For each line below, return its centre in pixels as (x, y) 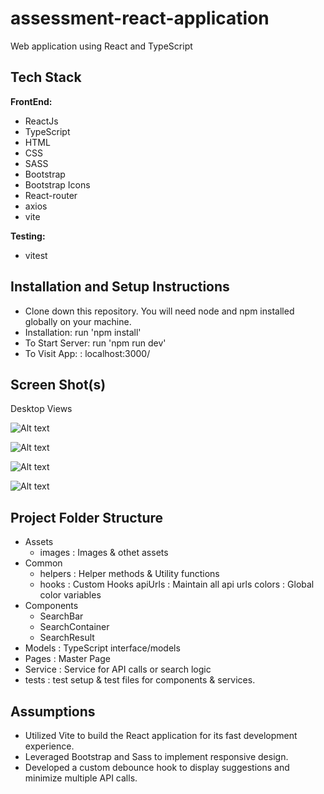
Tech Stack (46, 77)
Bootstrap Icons (57, 184)
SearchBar (61, 616)
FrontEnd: (31, 101)
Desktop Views (41, 409)
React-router (51, 195)
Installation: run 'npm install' (83, 332)
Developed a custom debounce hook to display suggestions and (157, 767)
